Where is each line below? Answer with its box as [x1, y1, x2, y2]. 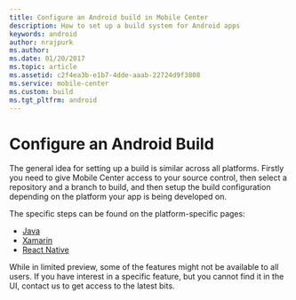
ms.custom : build [9, 87, 74, 96]
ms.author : [9, 46, 50, 55]
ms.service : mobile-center [9, 79, 109, 88]
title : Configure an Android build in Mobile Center [9, 12, 209, 22]
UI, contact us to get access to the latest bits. [9, 280, 175, 291]
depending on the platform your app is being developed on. [9, 192, 227, 202]
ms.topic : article [9, 63, 77, 72]
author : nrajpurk [9, 37, 74, 47]
